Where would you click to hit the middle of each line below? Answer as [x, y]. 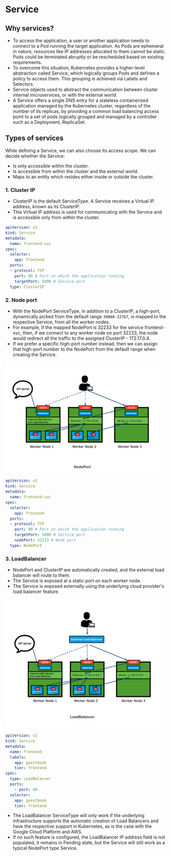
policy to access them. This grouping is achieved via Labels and [80, 79]
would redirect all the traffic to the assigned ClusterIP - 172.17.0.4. [81, 338]
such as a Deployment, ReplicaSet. [49, 122]
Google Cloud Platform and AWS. [47, 832]
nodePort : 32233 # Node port [45, 540]
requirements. [27, 62]
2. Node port [21, 300]
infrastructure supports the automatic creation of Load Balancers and [86, 821]
